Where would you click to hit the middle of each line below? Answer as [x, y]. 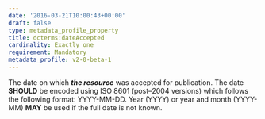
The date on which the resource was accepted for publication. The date [126, 82]
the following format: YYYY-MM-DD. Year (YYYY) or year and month [120, 99]
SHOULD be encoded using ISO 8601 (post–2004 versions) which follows [128, 90]
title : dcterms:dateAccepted [56, 38]
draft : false [30, 23]
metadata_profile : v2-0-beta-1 [60, 60]
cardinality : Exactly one [51, 45]
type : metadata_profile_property [63, 30]
